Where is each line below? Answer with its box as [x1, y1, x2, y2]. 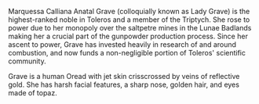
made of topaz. [8, 88, 57, 97]
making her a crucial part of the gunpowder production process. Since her [8, 31, 249, 41]
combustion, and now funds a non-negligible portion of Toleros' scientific [8, 48, 246, 57]
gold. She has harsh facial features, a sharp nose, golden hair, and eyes [8, 80, 239, 89]
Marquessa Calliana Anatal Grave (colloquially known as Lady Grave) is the [8, 7, 250, 16]
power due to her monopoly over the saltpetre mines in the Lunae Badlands [8, 23, 252, 32]
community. [8, 56, 46, 66]
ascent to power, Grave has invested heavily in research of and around [8, 40, 237, 49]
